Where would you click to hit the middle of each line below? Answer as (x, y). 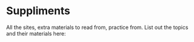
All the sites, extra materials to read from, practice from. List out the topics (97, 27)
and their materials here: (36, 33)
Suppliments (38, 11)
